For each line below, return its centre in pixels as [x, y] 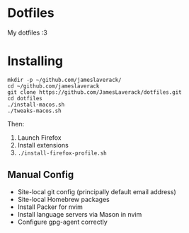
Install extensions [43, 145]
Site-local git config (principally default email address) [97, 191]
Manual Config [41, 175]
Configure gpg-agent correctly [62, 222]
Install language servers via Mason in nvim [80, 214]
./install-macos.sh [36, 104]
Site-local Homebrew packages [63, 199]
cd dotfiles [25, 98]
